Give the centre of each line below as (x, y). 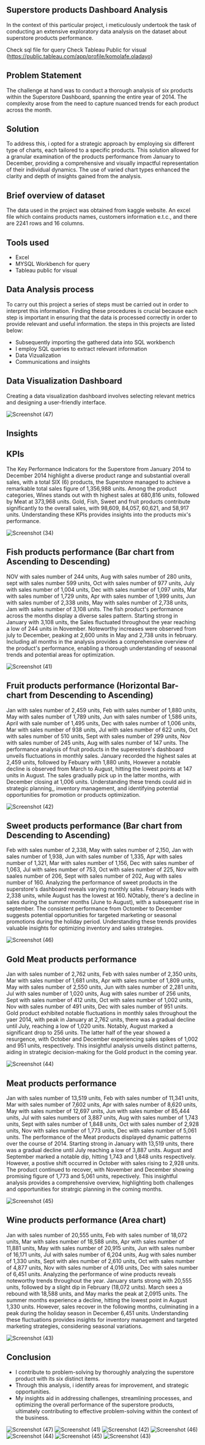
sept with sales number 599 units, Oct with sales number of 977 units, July (100, 583)
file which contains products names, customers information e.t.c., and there (102, 217)
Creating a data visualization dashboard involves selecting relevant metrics (101, 396)
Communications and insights (53, 361)
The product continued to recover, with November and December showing (100, 1169)
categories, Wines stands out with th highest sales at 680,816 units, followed (103, 495)
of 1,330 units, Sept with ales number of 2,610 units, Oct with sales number (101, 1261)
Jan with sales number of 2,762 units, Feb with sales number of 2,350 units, (102, 974)
